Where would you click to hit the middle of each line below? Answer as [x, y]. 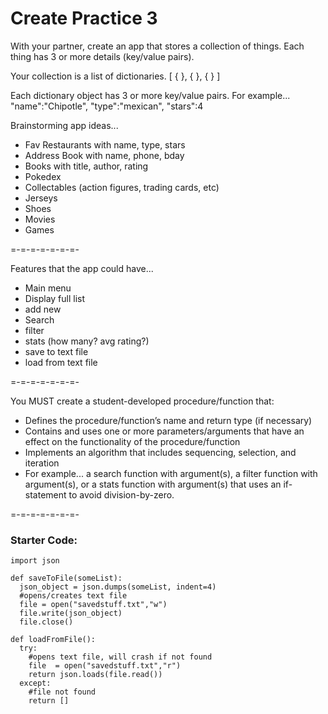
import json [35, 561]
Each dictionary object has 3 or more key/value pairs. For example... [150, 95]
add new [43, 309]
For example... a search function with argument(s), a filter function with [171, 473]
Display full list [55, 298]
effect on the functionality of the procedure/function [132, 441]
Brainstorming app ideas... [64, 125]
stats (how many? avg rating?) [87, 341]
